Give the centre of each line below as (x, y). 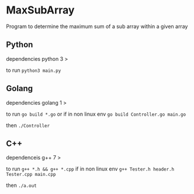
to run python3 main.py (34, 70)
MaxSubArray (40, 10)
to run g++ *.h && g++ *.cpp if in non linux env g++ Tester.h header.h (90, 169)
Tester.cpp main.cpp (31, 175)
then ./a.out (21, 185)
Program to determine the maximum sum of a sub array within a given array (97, 26)
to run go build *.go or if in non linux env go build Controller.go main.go (96, 114)
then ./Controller (28, 125)
